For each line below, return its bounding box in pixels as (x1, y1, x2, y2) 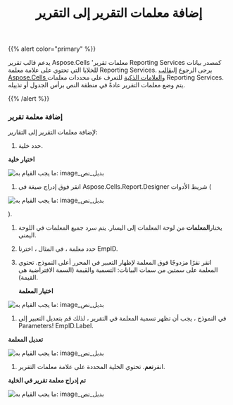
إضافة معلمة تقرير (8, 112, 63, 122)
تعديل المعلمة (8, 335, 44, 344)
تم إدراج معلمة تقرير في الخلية (8, 376, 87, 385)
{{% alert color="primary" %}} (8, 44, 96, 54)
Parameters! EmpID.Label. (18, 322, 94, 330)
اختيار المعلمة (18, 287, 53, 295)
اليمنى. (18, 231, 37, 239)
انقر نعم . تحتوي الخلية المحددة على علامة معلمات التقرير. (18, 363, 165, 371)
